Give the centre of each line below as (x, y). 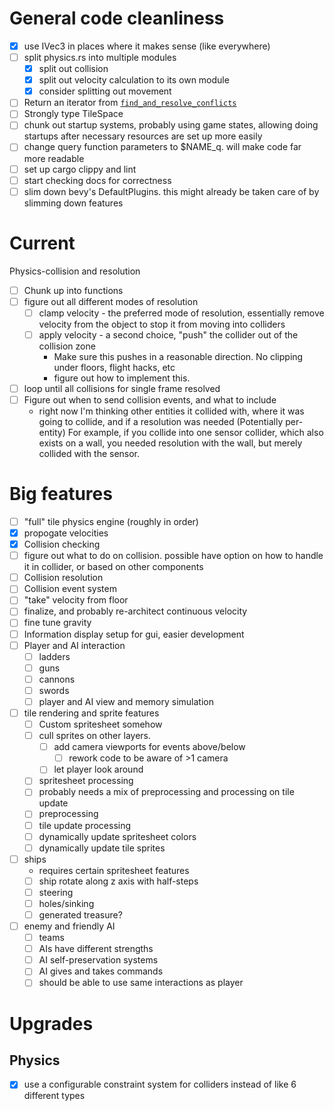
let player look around (98, 769)
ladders (54, 656)
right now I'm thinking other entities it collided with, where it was (171, 411)
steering (56, 892)
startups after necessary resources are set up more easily (143, 136)
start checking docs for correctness (97, 180)
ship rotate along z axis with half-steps (118, 881)
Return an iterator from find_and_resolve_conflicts (130, 103)
